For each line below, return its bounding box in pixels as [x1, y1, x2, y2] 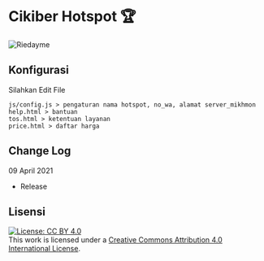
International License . [8, 244, 81, 254]
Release [19, 181, 47, 191]
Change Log [8, 144, 71, 158]
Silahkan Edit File [8, 85, 66, 94]
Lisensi [8, 205, 46, 219]
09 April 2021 [8, 165, 54, 176]
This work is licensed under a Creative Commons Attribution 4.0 [8, 235, 223, 245]
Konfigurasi [8, 63, 69, 77]
